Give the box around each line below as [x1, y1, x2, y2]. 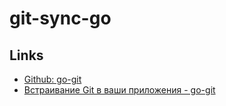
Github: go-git [23, 73, 82, 85]
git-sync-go [9, 7, 112, 30]
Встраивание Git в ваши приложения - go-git [23, 84, 216, 96]
